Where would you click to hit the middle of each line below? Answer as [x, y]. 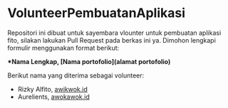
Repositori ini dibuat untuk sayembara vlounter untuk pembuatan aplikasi [114, 33]
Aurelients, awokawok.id [54, 97]
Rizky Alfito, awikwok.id [52, 89]
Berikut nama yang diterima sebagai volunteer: [76, 75]
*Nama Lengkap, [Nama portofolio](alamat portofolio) [89, 61]
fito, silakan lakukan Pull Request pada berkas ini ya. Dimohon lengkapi [112, 40]
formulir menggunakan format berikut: [63, 48]
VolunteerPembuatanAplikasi [97, 13]
